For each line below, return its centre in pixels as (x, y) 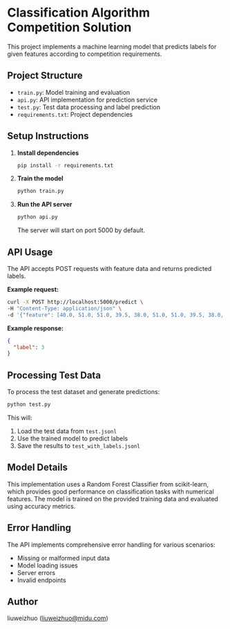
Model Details (37, 468)
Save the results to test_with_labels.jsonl (78, 445)
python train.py (40, 191)
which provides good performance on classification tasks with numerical (111, 491)
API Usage (30, 252)
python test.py (29, 405)
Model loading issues (47, 565)
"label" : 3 (29, 347)
